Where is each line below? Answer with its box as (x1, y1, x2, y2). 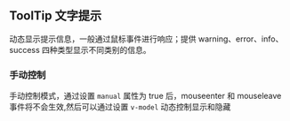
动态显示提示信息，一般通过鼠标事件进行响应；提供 (9, 34, 197, 44)
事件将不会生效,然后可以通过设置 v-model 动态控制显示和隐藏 (9, 102, 231, 112)
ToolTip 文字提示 (9, 8, 102, 24)
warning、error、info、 (197, 34, 284, 44)
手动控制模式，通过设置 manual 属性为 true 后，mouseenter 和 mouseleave (9, 91, 282, 102)
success (9, 44, 40, 55)
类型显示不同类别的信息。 (57, 44, 151, 55)
